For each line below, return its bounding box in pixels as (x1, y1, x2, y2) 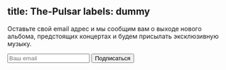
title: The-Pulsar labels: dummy (7, 6, 151, 18)
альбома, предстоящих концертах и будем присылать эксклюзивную (7, 32, 219, 40)
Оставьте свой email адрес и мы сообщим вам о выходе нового (7, 24, 203, 33)
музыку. (7, 39, 32, 48)
